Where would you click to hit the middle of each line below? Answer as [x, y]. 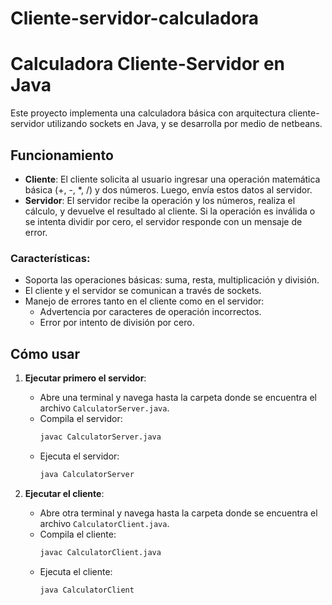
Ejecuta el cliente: [76, 571]
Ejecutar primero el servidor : [85, 378]
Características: [50, 258]
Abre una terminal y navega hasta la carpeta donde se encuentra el [178, 398]
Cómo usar [45, 353]
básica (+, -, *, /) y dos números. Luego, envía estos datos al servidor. [168, 189]
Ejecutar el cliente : [64, 493]
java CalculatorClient [87, 590]
